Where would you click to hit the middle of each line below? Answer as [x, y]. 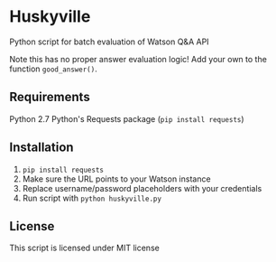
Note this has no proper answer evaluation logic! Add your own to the [138, 59]
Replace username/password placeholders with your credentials [142, 188]
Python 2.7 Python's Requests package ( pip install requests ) [127, 118]
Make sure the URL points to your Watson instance [116, 179]
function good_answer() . [53, 69]
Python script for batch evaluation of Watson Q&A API [109, 42]
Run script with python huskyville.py [92, 198]
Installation [41, 148]
